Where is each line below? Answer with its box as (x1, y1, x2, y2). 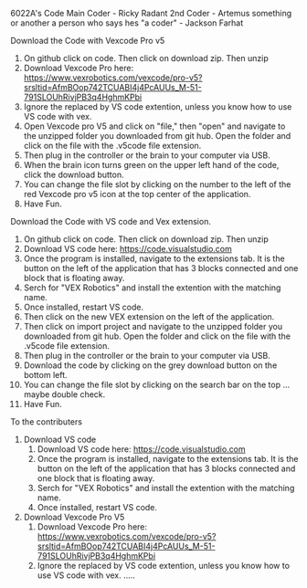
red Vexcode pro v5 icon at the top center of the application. (23, 189, 251, 199)
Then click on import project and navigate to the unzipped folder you (23, 321, 282, 331)
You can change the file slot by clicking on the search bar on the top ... (23, 379, 291, 390)
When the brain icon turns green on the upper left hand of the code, (23, 160, 280, 170)
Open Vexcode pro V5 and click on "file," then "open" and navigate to (23, 121, 286, 131)
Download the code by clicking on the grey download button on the (23, 360, 278, 371)
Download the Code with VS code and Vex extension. (10, 216, 211, 226)
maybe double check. (23, 389, 106, 400)
